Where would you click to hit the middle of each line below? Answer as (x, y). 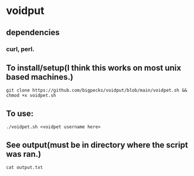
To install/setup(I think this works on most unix (94, 68)
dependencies (33, 32)
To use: (20, 113)
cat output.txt (25, 167)
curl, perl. (20, 49)
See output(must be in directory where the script (97, 145)
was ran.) (24, 154)
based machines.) (40, 77)
